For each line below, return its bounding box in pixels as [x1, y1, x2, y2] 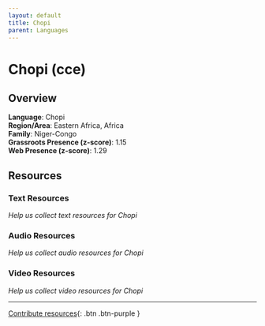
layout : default [8, 11, 62, 20]
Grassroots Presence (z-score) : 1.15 [8, 137, 127, 147]
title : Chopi [8, 19, 51, 27]
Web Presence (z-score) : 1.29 [8, 146, 108, 156]
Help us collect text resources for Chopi [8, 211, 138, 220]
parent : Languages [8, 26, 69, 34]
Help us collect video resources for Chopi [8, 286, 144, 295]
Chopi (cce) [8, 60, 87, 78]
